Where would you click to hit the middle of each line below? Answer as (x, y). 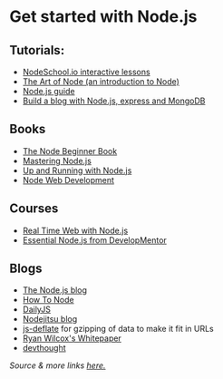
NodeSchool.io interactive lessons (87, 72)
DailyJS (37, 309)
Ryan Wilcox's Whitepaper (72, 338)
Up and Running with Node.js (77, 170)
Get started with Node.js (103, 17)
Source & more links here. (58, 365)
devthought (44, 348)
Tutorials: (37, 50)
